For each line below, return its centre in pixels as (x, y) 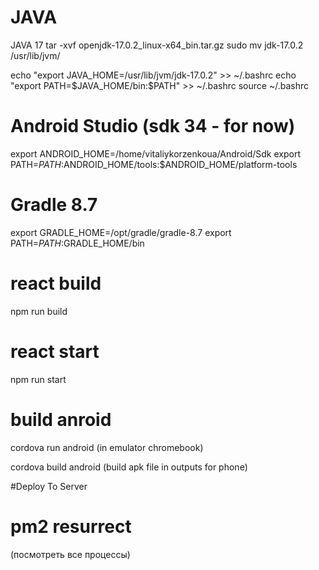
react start (55, 351)
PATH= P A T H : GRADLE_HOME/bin (77, 243)
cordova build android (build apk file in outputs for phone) (129, 467)
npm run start (38, 379)
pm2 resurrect (71, 526)
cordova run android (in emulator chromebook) (107, 447)
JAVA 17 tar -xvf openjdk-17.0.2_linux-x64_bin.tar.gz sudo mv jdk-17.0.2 (157, 45)
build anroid (61, 419)
